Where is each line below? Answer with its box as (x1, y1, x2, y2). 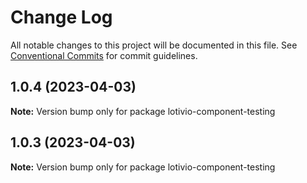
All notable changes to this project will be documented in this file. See (10, 39, 298, 51)
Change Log (10, 6, 113, 29)
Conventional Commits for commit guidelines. (10, 49, 198, 61)
